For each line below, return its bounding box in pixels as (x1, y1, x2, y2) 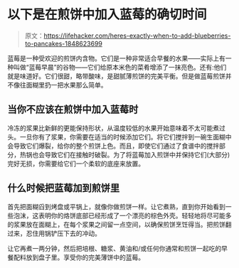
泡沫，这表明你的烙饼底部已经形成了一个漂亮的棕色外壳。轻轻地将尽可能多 (13, 211, 232, 220)
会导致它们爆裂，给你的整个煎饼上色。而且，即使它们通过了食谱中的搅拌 (7, 141, 219, 150)
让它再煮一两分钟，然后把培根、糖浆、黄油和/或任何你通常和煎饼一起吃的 (7, 244, 222, 252)
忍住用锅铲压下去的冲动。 (26, 229, 101, 237)
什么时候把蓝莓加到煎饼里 (7, 182, 119, 194)
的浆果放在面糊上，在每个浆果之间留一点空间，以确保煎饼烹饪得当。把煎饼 (7, 220, 225, 228)
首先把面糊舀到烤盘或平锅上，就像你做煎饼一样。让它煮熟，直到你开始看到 (7, 202, 225, 210)
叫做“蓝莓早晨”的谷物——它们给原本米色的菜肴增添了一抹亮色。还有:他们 (13, 63, 227, 71)
